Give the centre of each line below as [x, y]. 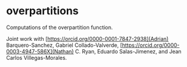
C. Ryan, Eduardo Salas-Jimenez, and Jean [128, 51]
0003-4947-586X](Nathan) [40, 51]
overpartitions [42, 11]
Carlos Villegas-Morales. [37, 58]
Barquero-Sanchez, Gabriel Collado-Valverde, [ [64, 45]
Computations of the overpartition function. [60, 27]
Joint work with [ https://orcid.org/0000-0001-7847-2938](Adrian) [88, 39]
